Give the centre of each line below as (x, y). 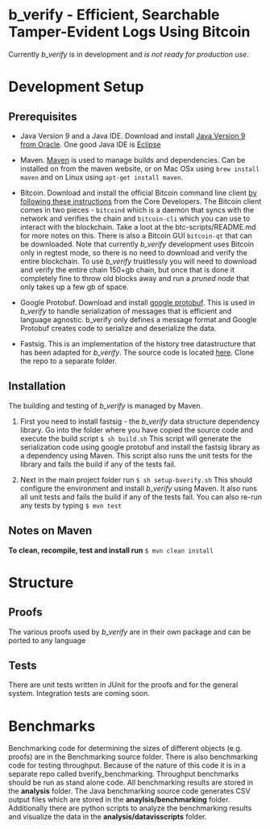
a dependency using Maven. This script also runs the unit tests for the (136, 455)
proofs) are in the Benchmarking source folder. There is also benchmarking (133, 757)
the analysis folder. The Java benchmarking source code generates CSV (130, 791)
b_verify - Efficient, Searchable (114, 15)
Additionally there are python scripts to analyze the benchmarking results (130, 808)
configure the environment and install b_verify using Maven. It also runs (139, 488)
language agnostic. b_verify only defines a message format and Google (138, 319)
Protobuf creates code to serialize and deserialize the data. (118, 328)
